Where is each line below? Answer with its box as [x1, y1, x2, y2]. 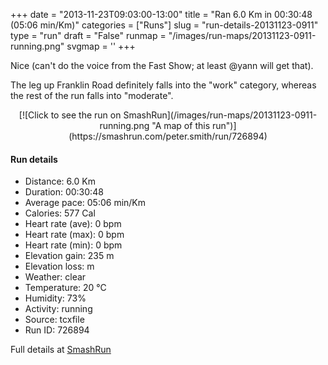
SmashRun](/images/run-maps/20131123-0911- [123, 109, 318, 121]
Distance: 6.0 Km [24, 175, 96, 188]
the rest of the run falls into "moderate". [10, 90, 174, 101]
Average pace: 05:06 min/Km [24, 197, 147, 209]
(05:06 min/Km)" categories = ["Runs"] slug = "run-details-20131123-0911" [10, 19, 319, 31]
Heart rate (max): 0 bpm [24, 229, 125, 241]
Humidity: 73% [24, 292, 87, 304]
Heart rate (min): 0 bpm [24, 239, 123, 251]
